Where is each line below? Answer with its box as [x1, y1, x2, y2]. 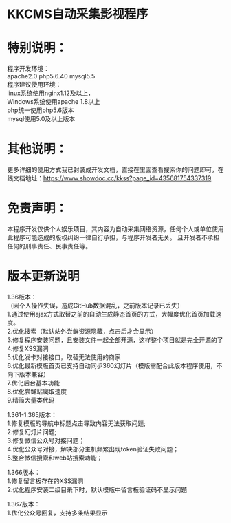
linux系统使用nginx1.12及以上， [7, 89, 94, 97]
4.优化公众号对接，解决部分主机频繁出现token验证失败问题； [7, 445, 179, 453]
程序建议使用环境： [7, 81, 62, 89]
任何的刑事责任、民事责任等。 [7, 242, 91, 250]
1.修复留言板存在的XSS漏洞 [7, 476, 84, 485]
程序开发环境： [7, 65, 49, 73]
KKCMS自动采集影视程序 [7, 6, 149, 22]
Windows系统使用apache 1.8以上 [7, 98, 100, 106]
